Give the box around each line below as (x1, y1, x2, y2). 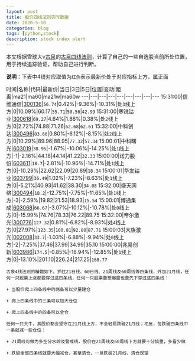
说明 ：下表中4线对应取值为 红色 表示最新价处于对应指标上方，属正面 (6, 73, 168, 80)
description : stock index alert (6, 36, 86, 42)
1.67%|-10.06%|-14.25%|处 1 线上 (50, 145, 130, 152)
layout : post (6, 8, 38, 15)
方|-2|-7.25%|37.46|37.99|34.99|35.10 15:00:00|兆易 (6, 241, 133, 248)
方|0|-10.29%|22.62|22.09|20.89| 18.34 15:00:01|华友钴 (6, 167, 140, 174)
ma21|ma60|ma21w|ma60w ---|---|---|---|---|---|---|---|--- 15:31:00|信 (12, 93, 188, 100)
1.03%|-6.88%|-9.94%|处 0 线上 (48, 234, 124, 240)
